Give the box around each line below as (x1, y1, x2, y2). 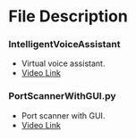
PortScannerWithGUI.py (8, 90, 117, 102)
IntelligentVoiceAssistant (8, 38, 122, 51)
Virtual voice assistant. (21, 58, 106, 69)
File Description (8, 6, 129, 27)
